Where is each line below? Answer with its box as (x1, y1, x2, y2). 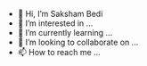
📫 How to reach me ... (17, 47, 101, 57)
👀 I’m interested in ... (17, 18, 94, 29)
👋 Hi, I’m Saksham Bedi (17, 9, 103, 19)
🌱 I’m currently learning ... (17, 28, 113, 37)
